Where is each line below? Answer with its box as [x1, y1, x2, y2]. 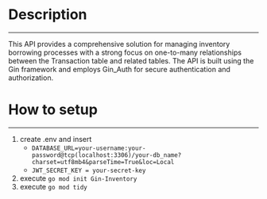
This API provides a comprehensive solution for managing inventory [8, 39, 230, 48]
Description [8, 6, 87, 24]
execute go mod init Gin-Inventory [19, 173, 137, 183]
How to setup [8, 101, 98, 119]
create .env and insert [19, 134, 92, 144]
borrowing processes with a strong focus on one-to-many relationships [8, 48, 242, 57]
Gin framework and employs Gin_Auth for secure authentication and [8, 64, 230, 74]
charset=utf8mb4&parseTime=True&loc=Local [31, 158, 175, 166]
